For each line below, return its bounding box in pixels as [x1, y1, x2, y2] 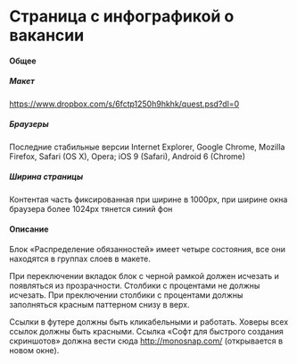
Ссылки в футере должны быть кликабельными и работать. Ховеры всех [9, 316, 289, 327]
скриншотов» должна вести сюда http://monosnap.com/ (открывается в [9, 335, 284, 346]
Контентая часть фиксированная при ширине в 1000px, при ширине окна [9, 194, 288, 205]
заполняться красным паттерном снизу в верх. [9, 299, 190, 309]
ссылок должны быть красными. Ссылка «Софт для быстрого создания [9, 326, 284, 336]
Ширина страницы [9, 172, 84, 182]
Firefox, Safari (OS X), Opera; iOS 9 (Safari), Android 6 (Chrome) [9, 150, 246, 162]
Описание [9, 224, 49, 234]
